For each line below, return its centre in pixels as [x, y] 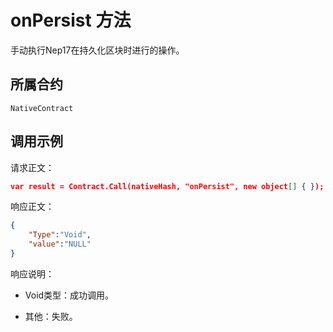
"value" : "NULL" [60, 244]
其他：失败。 [51, 316]
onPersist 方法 [71, 20]
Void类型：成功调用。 [69, 295]
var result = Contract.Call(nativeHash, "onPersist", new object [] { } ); [167, 186]
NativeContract [42, 108]
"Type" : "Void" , [60, 235]
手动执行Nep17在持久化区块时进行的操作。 [97, 50]
